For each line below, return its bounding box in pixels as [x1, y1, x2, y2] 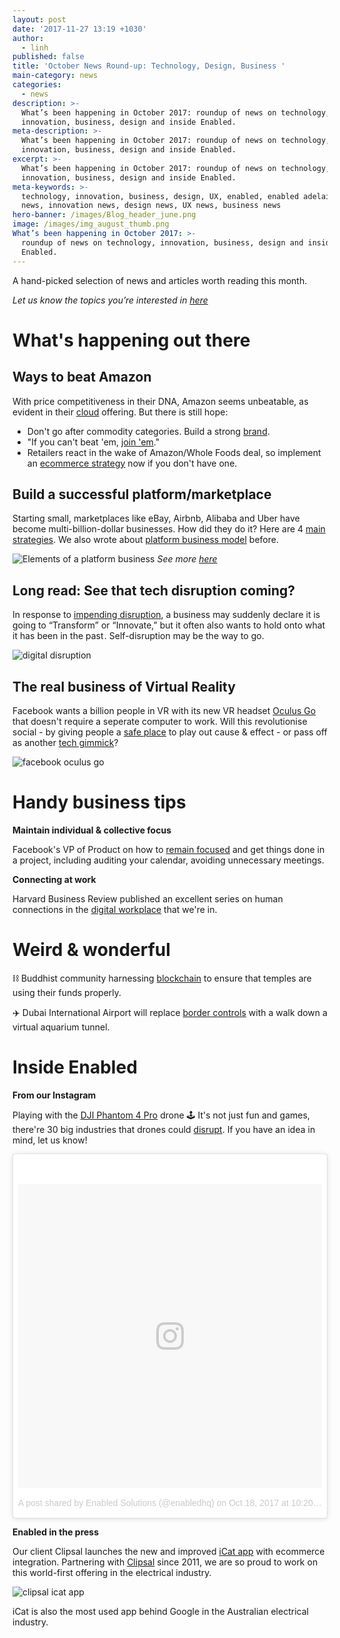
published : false [12, 52, 85, 62]
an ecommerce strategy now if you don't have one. [26, 457, 238, 469]
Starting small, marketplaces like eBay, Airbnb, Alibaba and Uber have [12, 512, 300, 525]
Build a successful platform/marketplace [12, 486, 272, 503]
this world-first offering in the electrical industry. [12, 1566, 212, 1578]
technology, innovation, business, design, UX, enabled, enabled [21, 191, 300, 201]
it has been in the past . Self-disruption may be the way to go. [12, 630, 265, 642]
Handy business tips [12, 791, 187, 814]
